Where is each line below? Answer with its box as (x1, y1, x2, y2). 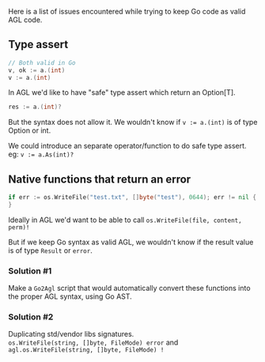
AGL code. (8, 15, 43, 25)
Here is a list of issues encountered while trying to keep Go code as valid (8, 7, 246, 16)
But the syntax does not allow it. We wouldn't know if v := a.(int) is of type (8, 118, 258, 127)
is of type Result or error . (8, 245, 93, 255)
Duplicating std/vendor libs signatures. (8, 330, 134, 339)
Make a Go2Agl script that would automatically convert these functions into (8, 284, 251, 293)
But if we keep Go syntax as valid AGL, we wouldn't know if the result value (8, 237, 254, 247)
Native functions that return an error (8, 172, 191, 186)
